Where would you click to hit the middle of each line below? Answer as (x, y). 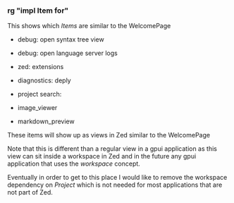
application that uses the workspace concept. (74, 164)
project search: (39, 94)
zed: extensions (41, 67)
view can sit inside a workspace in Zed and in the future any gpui (102, 156)
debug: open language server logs (67, 53)
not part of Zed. (30, 192)
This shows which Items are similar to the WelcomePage (89, 26)
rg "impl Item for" (38, 11)
